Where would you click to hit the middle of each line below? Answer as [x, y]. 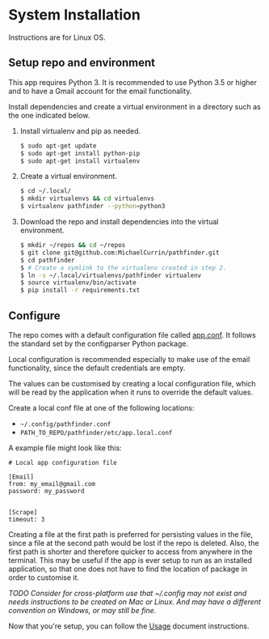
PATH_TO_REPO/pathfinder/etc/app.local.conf [96, 432]
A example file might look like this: [65, 448]
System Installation [75, 15]
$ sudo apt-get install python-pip [80, 153]
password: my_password [46, 491]
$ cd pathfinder [47, 260]
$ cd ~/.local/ [46, 191]
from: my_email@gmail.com [52, 484]
